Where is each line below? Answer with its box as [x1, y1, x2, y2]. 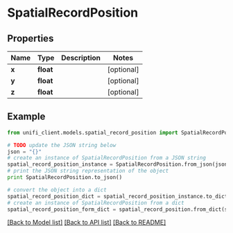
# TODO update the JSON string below [7, 141, 116, 148]
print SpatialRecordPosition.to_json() [7, 174, 123, 181]
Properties [7, 33, 54, 44]
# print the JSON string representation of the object [7, 168, 169, 175]
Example [7, 111, 46, 123]
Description [61, 53, 101, 62]
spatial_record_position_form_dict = [7, 206, 116, 213]
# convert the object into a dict [7, 186, 107, 193]
